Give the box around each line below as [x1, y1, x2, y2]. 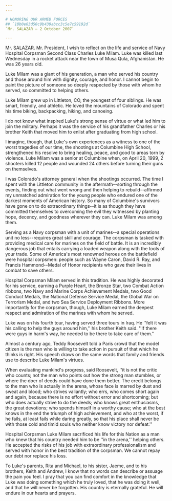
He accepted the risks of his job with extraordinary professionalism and [5, 442, 156, 448]
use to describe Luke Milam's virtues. [5, 357, 84, 363]
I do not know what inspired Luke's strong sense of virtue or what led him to [5, 118, 166, 124]
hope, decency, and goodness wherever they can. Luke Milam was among [5, 214, 162, 220]
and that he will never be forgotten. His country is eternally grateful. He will [5, 485, 164, 491]
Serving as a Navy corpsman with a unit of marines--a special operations [5, 229, 160, 235]
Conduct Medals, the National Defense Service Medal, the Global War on [5, 294, 159, 300]
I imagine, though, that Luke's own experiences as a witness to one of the [5, 139, 161, 145]
